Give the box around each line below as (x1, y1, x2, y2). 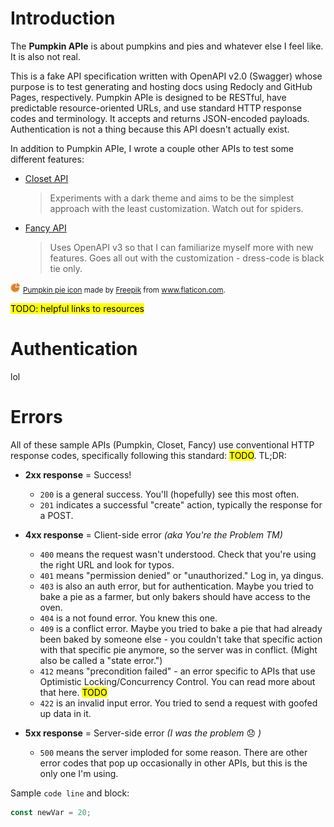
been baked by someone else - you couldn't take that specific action (39, 633, 323, 645)
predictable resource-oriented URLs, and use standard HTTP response (10, 102, 302, 114)
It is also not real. (10, 50, 81, 62)
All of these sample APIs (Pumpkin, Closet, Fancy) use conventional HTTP (10, 438, 315, 451)
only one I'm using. (39, 767, 119, 779)
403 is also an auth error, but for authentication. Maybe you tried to (39, 580, 314, 592)
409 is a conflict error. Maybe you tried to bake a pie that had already (39, 622, 323, 634)
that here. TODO (39, 686, 108, 698)
